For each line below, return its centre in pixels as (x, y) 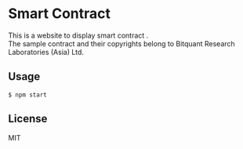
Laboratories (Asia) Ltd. (46, 52)
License (28, 119)
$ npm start (27, 95)
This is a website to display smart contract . (78, 35)
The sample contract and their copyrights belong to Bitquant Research (121, 43)
